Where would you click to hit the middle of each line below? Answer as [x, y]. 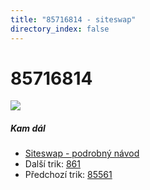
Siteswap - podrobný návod [82, 153]
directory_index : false [60, 29]
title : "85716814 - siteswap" [73, 19]
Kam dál [28, 128]
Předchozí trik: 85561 [68, 175]
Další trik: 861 [52, 164]
